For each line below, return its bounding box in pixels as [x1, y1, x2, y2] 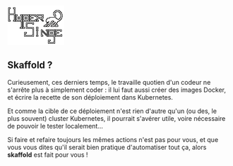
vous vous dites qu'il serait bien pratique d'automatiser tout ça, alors [7, 143, 207, 151]
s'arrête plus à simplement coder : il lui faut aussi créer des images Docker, [7, 85, 226, 94]
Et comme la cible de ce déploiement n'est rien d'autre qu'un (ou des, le [7, 107, 217, 115]
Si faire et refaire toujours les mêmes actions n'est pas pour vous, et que [7, 135, 219, 143]
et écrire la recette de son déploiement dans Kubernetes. [7, 93, 173, 101]
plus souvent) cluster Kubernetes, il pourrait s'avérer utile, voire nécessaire [7, 114, 226, 122]
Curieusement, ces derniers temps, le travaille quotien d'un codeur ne [7, 78, 211, 86]
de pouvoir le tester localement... [7, 121, 104, 130]
